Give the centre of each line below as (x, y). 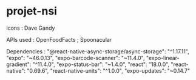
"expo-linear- (163, 58)
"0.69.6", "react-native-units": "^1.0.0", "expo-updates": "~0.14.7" (108, 70)
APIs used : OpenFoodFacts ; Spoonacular (59, 39)
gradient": (19, 64)
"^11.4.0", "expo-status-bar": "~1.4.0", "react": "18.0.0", (101, 64)
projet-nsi (32, 11)
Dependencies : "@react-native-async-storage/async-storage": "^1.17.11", (98, 51)
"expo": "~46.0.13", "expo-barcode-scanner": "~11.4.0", (76, 58)
